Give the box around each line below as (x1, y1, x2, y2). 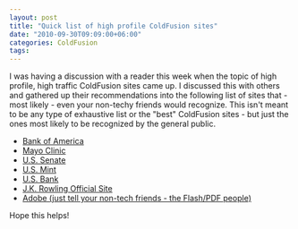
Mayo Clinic (21, 145, 66, 157)
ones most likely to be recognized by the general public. (9, 118, 217, 130)
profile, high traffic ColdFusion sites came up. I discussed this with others (9, 81, 280, 91)
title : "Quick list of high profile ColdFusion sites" (9, 21, 218, 30)
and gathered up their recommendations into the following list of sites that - (9, 90, 288, 101)
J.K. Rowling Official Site (21, 183, 114, 194)
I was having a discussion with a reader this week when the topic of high (9, 71, 277, 81)
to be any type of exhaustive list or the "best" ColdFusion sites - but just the (9, 109, 289, 120)
